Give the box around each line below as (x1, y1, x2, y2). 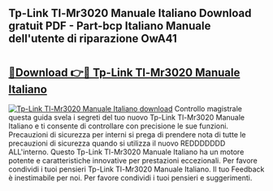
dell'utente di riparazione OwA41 (8, 32, 177, 46)
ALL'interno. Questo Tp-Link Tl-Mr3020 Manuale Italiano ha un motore (8, 147, 245, 157)
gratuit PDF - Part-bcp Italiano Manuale (8, 20, 211, 33)
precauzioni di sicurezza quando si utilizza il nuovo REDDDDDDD (8, 138, 226, 148)
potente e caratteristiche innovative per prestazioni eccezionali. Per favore (8, 156, 258, 165)
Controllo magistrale (174, 104, 242, 113)
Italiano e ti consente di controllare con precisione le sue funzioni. (8, 121, 229, 131)
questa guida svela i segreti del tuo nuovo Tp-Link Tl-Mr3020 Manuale (8, 113, 245, 122)
